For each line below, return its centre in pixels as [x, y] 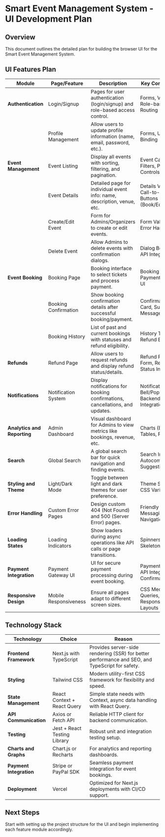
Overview [20, 37]
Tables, [148, 434]
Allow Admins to [110, 242]
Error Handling [25, 513]
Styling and [21, 484]
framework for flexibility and [122, 679]
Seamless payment [111, 762]
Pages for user [108, 91]
